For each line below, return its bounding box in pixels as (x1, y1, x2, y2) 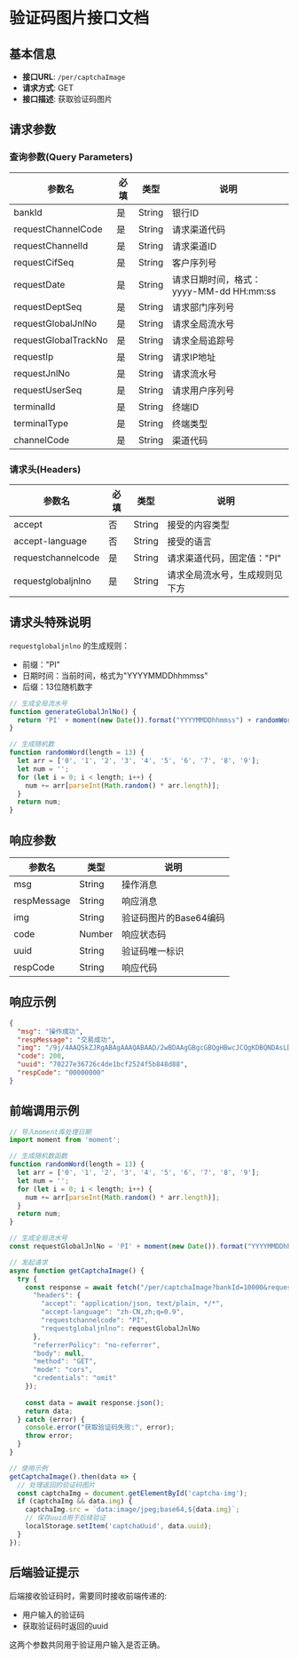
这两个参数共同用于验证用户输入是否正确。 (9, 1639, 165, 1650)
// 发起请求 (9, 1257, 49, 1266)
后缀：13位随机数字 (21, 681, 93, 692)
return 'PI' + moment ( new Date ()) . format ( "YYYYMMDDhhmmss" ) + (17, 716, 252, 725)
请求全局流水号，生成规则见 (167, 568, 283, 581)
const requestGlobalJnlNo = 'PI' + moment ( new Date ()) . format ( (9, 1242, 248, 1251)
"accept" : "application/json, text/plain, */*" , (41, 1299, 224, 1308)
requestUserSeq (13, 384, 82, 396)
